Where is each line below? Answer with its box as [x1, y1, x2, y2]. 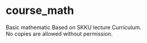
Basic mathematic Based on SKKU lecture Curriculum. [5, 24, 142, 31]
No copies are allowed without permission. [5, 30, 113, 37]
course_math [5, 4, 74, 18]
